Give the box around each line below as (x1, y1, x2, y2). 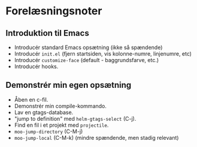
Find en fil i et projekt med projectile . (14, 121, 109, 128)
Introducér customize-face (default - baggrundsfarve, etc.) (14, 57, 159, 63)
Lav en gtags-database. (14, 109, 74, 116)
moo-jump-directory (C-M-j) (14, 127, 83, 135)
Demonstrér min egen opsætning (5, 80, 132, 90)
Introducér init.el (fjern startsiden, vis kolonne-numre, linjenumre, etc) (14, 50, 192, 57)
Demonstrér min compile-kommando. (14, 102, 107, 109)
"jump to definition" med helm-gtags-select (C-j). (14, 115, 137, 122)
